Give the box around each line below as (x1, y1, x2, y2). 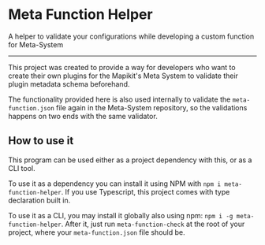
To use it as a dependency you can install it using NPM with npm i (8, 179, 222, 188)
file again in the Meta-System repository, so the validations (56, 102, 248, 112)
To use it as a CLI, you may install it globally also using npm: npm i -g (8, 210, 233, 220)
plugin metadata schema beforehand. (8, 79, 130, 88)
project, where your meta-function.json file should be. (8, 227, 185, 237)
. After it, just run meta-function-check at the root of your (61, 219, 245, 228)
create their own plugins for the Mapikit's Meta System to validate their (8, 71, 239, 80)
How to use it (8, 134, 74, 147)
